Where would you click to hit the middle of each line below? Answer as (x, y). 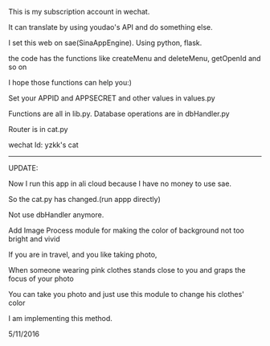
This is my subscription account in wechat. (79, 12)
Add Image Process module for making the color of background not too (127, 230)
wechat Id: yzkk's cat (43, 145)
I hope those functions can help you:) (70, 82)
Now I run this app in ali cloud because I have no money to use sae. (120, 183)
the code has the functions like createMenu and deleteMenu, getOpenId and (135, 58)
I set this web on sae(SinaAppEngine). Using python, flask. (105, 43)
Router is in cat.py (38, 129)
